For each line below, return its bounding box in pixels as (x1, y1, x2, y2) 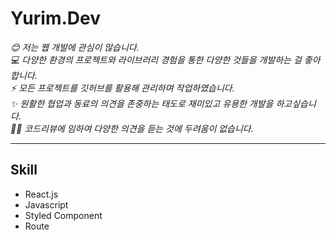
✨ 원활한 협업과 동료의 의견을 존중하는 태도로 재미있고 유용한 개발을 (10, 97, 274, 109)
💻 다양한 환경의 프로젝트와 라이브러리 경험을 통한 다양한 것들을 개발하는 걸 (10, 53, 302, 66)
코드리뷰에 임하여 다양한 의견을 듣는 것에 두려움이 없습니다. (24, 122, 254, 134)
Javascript (24, 198, 69, 211)
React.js (24, 188, 59, 200)
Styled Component (24, 209, 103, 221)
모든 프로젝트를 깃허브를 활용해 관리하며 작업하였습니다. (18, 82, 235, 94)
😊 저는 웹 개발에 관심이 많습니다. (10, 41, 140, 53)
